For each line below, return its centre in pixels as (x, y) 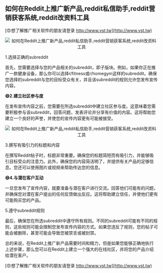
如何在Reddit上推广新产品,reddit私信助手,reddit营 (80, 9)
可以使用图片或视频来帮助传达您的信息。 (62, 167)
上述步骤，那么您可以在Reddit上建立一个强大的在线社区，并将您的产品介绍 (80, 249)
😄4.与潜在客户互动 (24, 177)
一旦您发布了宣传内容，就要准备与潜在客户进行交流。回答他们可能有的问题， (81, 188)
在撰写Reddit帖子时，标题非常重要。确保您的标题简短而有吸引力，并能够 (77, 155)
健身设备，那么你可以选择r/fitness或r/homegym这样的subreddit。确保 (87, 73)
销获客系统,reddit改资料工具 (47, 18)
